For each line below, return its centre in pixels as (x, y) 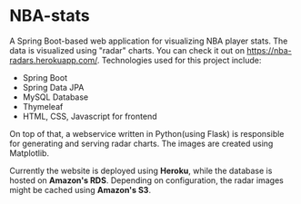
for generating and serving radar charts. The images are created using (141, 143)
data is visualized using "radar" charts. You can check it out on (127, 50)
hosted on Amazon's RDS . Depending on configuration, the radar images (146, 180)
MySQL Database (55, 97)
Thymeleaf (43, 106)
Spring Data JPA (53, 87)
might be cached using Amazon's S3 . (80, 189)
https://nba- (270, 50)
